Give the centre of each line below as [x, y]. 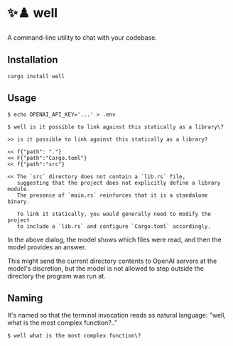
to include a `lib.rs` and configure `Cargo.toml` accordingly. [114, 226]
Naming [25, 298]
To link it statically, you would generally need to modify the [114, 214]
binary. [19, 201]
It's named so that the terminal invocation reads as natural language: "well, [116, 315]
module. [19, 189]
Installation [33, 60]
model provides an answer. [47, 247]
